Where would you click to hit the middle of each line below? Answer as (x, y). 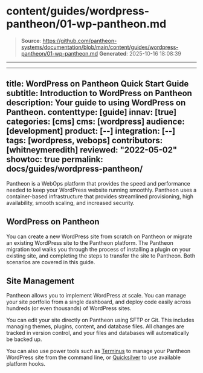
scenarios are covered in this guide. (51, 262)
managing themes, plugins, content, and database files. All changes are (95, 326)
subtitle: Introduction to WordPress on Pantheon (99, 93)
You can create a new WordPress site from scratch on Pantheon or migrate (99, 236)
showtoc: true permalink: (55, 159)
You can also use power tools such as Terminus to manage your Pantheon (98, 351)
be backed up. (24, 339)
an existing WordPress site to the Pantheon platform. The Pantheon (90, 242)
